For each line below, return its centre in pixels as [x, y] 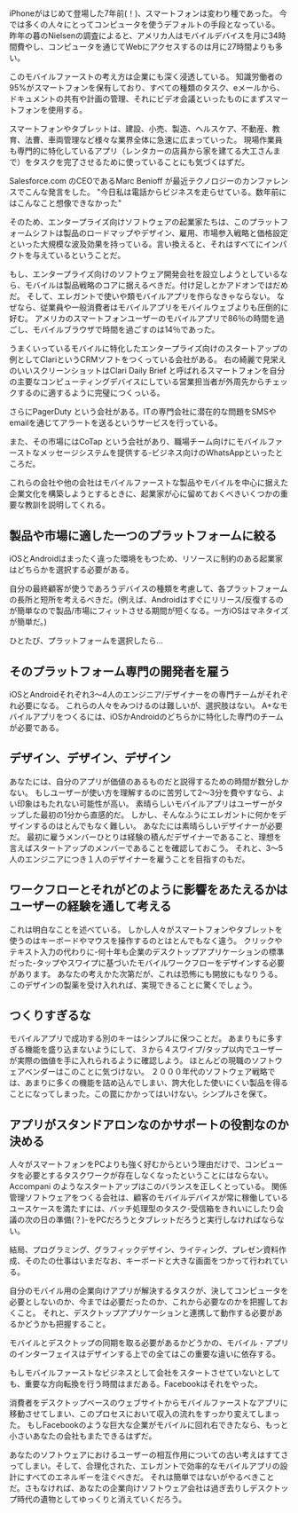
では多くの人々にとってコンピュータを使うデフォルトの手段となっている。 [145, 25]
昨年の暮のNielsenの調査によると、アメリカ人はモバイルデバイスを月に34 [144, 35]
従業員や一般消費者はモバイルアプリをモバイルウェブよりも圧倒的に [164, 307]
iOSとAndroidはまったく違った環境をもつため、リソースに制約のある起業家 [146, 559]
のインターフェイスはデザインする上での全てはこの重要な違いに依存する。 [145, 1354]
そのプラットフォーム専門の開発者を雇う [120, 671]
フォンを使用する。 [51, 110]
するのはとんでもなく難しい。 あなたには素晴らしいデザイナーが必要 [157, 825]
